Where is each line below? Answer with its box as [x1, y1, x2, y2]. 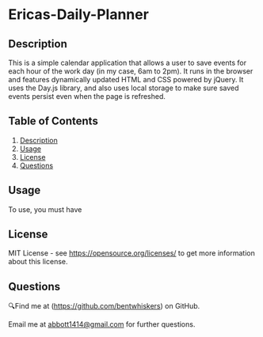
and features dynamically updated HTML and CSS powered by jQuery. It [8, 75, 244, 84]
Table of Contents [8, 115, 99, 128]
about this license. [8, 257, 68, 267]
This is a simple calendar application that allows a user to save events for [8, 58, 247, 67]
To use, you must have [8, 204, 82, 214]
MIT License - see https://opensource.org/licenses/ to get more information [8, 248, 255, 258]
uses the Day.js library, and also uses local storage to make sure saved [8, 83, 239, 93]
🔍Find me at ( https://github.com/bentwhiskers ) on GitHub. [8, 301, 200, 311]
